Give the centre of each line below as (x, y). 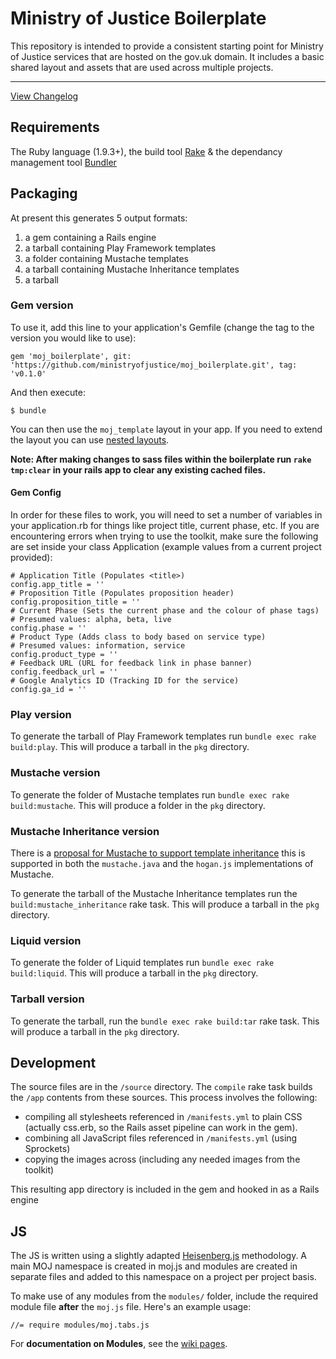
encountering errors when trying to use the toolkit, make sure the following (164, 536)
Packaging (44, 193)
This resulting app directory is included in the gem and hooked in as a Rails (165, 1189)
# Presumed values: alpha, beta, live (91, 620)
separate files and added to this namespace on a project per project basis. (163, 1277)
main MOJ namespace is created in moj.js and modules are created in (154, 1266)
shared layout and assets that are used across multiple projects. (142, 67)
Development (53, 1062)
